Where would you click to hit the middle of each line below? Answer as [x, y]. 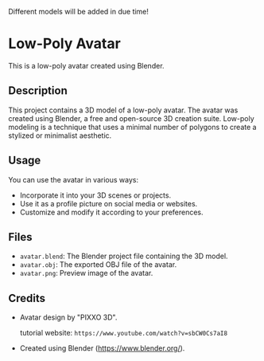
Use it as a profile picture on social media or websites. [109, 203]
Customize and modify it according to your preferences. [112, 212]
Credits [27, 298]
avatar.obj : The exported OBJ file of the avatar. [98, 265]
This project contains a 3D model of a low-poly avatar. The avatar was [123, 110]
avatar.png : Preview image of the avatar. [86, 273]
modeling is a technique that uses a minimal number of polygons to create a [132, 127]
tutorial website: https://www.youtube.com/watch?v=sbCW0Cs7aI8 [124, 333]
